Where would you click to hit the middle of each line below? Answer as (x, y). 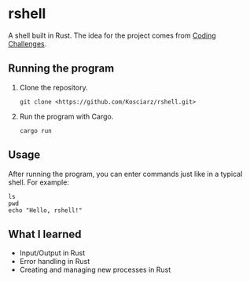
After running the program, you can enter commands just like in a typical (125, 174)
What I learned (45, 234)
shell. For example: (39, 182)
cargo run (36, 130)
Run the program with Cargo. (66, 116)
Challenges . (28, 43)
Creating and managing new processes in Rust (95, 270)
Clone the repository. (53, 87)
